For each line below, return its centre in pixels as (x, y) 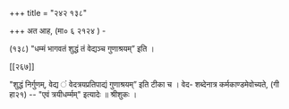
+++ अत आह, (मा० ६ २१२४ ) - (58, 31)
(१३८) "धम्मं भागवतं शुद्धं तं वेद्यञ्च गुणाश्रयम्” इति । (82, 49)
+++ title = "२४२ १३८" (48, 13)
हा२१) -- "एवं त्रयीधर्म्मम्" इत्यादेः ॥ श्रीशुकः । (73, 94)
